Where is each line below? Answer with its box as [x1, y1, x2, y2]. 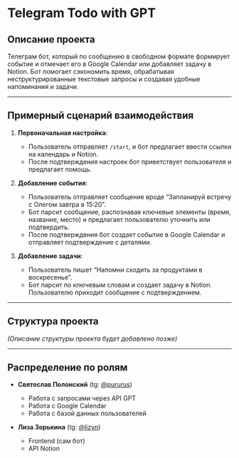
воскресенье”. [28, 272, 73, 282]
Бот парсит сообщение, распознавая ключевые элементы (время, [28, 208, 231, 216]
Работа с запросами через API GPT [28, 394, 137, 403]
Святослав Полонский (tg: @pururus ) [17, 380, 133, 389]
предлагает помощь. [28, 165, 92, 174]
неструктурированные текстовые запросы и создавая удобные [7, 75, 201, 83]
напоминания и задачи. [7, 82, 79, 90]
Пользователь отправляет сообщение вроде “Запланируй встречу [28, 192, 232, 201]
